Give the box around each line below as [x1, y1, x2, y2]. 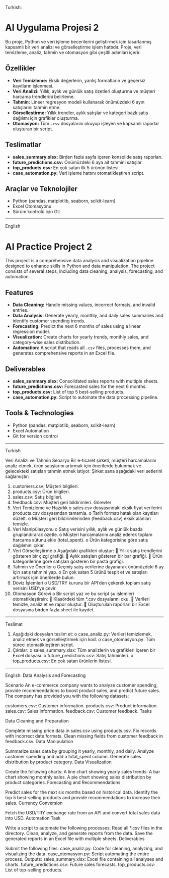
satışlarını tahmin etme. [12, 104, 61, 110]
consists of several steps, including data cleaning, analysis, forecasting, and [5, 268, 163, 274]
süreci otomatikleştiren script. [12, 642, 74, 648]
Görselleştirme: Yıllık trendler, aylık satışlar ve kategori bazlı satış [12, 110, 148, 116]
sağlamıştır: [5, 473, 29, 479]
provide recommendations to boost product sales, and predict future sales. [5, 687, 160, 694]
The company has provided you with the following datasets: [5, 693, 129, 699]
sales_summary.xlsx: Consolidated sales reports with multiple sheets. [12, 378, 159, 384]
